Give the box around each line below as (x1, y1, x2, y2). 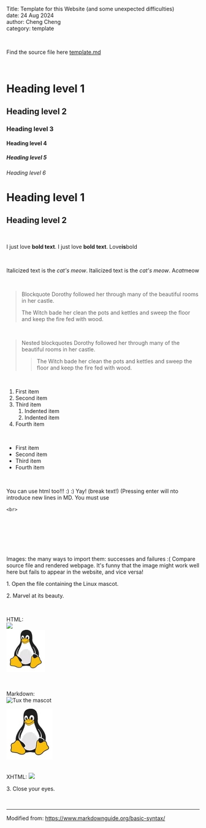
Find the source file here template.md (6, 48, 101, 56)
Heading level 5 (6, 153, 47, 161)
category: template (6, 25, 55, 32)
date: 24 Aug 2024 (6, 12, 54, 19)
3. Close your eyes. (6, 784, 55, 792)
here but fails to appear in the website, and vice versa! (6, 568, 144, 575)
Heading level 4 (6, 140, 47, 147)
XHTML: (6, 773, 28, 780)
